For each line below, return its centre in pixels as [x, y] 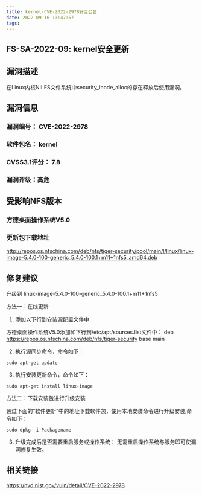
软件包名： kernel [32, 144]
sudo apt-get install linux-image [50, 386]
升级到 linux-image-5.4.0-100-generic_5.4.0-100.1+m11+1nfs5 [82, 294]
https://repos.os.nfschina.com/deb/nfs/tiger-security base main [85, 339]
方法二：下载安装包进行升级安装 [46, 398]
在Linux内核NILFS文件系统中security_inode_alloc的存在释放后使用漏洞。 [96, 87]
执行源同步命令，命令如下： [49, 351]
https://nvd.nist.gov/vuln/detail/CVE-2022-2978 [66, 485]
